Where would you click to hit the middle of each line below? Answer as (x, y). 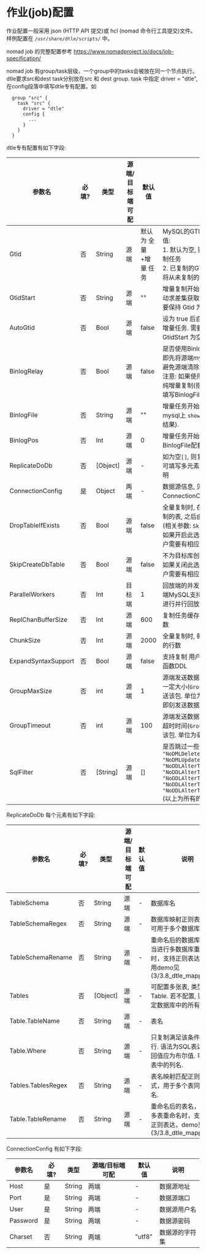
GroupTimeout (30, 725)
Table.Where (28, 1050)
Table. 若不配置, (173, 996)
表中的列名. (167, 1065)
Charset (21, 1236)
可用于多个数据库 (175, 928)
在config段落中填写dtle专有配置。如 (51, 86)
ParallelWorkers (32, 594)
